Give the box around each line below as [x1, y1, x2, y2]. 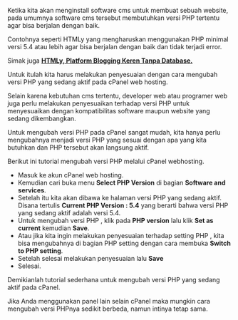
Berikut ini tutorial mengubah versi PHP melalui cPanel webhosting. [7, 157, 205, 165]
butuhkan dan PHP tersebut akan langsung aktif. [7, 143, 150, 152]
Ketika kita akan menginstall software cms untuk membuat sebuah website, [7, 6, 229, 14]
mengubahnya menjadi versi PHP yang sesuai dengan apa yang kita [7, 135, 207, 144]
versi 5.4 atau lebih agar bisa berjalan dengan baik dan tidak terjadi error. [7, 43, 222, 51]
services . [17, 186, 46, 195]
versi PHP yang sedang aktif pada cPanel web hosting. [7, 78, 169, 86]
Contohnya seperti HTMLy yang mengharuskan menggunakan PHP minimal [7, 35, 229, 43]
